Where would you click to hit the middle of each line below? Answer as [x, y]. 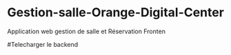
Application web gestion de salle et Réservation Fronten [86, 31]
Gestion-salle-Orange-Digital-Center [115, 13]
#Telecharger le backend [43, 44]
